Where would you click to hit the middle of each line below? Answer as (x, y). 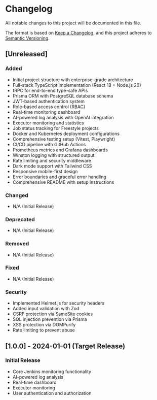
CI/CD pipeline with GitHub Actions (49, 144)
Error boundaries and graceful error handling (59, 177)
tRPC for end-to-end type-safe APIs (50, 90)
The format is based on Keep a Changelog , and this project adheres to (78, 32)
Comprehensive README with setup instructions (63, 182)
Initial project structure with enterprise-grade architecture (73, 80)
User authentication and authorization (52, 393)
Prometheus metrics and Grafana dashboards (60, 150)
